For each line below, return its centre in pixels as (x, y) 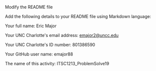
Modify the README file (29, 7)
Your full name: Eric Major (31, 26)
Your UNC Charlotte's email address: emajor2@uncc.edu (62, 35)
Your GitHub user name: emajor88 (39, 54)
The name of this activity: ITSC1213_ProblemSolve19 (57, 63)
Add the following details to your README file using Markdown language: (78, 16)
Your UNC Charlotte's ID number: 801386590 (50, 45)
